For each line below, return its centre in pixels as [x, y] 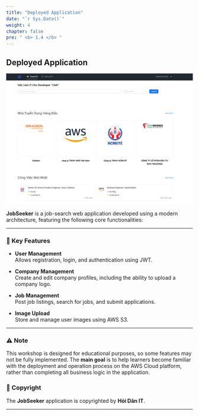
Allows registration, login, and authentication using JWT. [84, 260]
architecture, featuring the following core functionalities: [75, 220]
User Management [38, 254]
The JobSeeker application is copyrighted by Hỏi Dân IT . [76, 401]
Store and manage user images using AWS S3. [71, 320]
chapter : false [25, 31]
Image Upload [32, 313]
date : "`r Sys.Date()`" [36, 19]
